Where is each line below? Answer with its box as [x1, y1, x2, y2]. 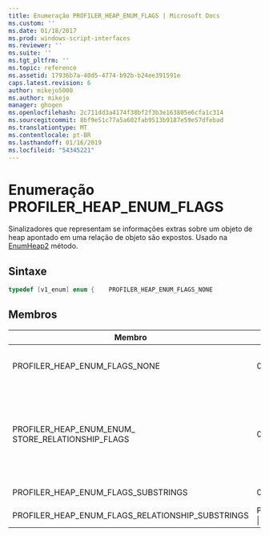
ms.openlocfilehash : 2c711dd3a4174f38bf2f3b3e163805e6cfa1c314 [8, 109, 224, 117]
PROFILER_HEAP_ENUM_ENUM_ [12, 423, 136, 434]
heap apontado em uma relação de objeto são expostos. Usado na [8, 233, 228, 242]
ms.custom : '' [8, 19, 56, 27]
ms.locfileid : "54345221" [8, 146, 94, 154]
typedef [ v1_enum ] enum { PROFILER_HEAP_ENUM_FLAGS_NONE [8, 286, 214, 294]
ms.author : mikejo [8, 94, 70, 102]
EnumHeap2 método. [8, 242, 78, 251]
